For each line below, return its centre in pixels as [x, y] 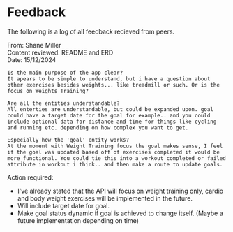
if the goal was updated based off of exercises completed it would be [113, 152]
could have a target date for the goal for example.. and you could [109, 115]
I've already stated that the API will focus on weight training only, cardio [120, 191]
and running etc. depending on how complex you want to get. [98, 128]
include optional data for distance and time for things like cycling [112, 122]
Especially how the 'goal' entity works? [68, 140]
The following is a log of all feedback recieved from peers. [91, 31]
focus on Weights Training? [48, 91]
